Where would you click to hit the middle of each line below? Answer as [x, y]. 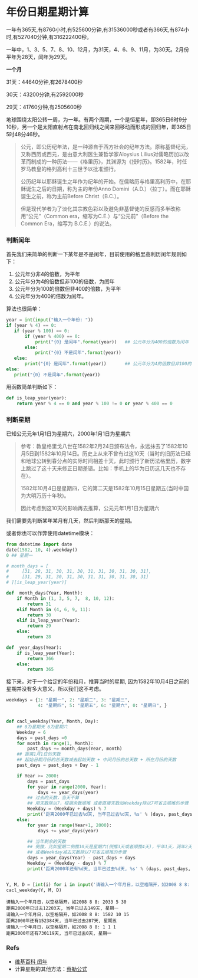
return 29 [39, 626]
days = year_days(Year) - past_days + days [81, 858]
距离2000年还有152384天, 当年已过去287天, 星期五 [62, 921]
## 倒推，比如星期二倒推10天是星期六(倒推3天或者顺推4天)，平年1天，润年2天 [110, 847]
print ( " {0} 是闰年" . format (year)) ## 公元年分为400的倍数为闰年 [112, 342]
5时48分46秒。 [24, 134]
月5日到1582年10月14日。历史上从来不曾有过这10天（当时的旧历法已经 [106, 453]
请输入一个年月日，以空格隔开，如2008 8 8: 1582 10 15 [68, 914]
